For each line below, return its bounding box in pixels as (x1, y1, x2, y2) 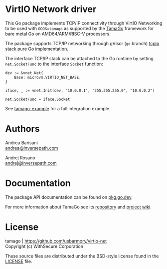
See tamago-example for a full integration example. (5, 105, 111, 111)
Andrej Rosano (5, 154, 36, 161)
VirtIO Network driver (5, 4, 97, 15)
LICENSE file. (5, 258, 32, 264)
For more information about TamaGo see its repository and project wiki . (5, 204, 152, 210)
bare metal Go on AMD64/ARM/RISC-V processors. (5, 31, 111, 37)
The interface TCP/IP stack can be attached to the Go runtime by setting (5, 55, 154, 61)
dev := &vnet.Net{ (5, 70, 43, 76)
